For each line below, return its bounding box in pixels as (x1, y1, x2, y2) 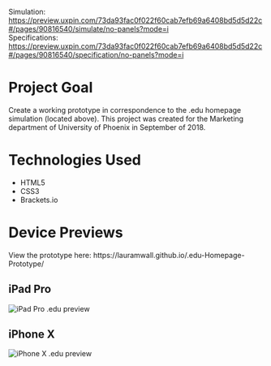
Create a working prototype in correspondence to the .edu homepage (8, 105, 242, 114)
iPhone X (8, 328, 55, 342)
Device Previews (8, 223, 123, 242)
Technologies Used (8, 151, 142, 170)
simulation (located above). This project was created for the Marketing (8, 114, 244, 123)
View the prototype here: (8, 250, 92, 260)
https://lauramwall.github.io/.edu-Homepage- (92, 250, 245, 260)
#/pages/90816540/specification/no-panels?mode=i (8, 50, 184, 59)
